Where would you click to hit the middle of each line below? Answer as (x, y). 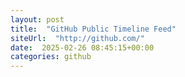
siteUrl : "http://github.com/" (77, 38)
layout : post (37, 19)
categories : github (51, 57)
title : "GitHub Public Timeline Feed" (93, 29)
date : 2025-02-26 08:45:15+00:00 (82, 47)
